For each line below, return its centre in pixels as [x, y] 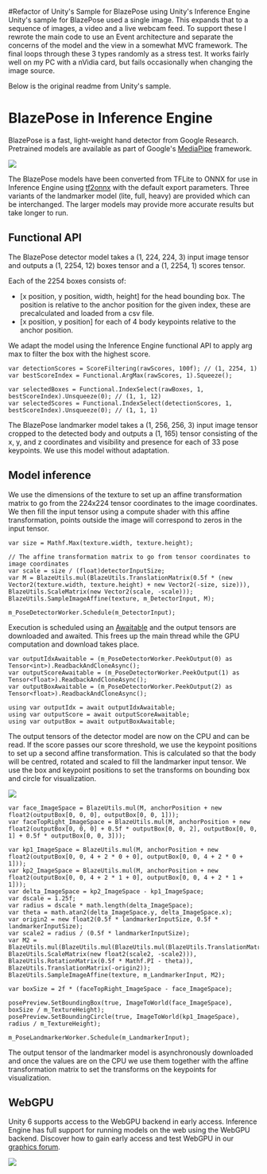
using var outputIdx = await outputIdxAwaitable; [92, 707]
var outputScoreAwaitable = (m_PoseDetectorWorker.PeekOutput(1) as [124, 673]
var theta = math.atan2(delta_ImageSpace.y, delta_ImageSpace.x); [120, 912]
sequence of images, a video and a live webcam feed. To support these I [127, 28]
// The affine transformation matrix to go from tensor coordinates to [129, 557]
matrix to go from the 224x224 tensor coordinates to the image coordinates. [133, 503]
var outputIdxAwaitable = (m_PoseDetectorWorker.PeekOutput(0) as [120, 659]
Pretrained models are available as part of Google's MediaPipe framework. [130, 148]
